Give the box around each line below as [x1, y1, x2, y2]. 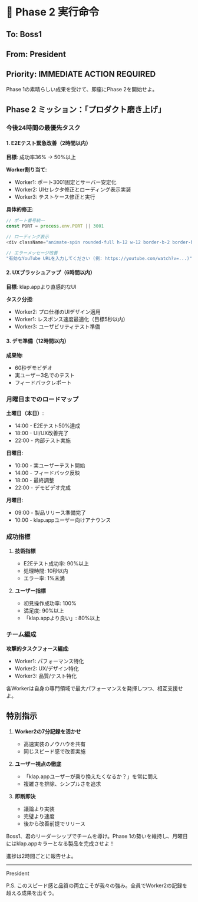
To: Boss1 [6, 29, 42, 39]
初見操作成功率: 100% [23, 600, 77, 607]
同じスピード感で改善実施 [23, 748, 86, 755]
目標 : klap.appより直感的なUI [6, 283, 77, 290]
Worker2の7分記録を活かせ [14, 727, 81, 735]
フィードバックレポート [14, 378, 72, 386]
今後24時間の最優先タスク [6, 124, 81, 132]
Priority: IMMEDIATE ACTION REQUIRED [6, 69, 156, 80]
